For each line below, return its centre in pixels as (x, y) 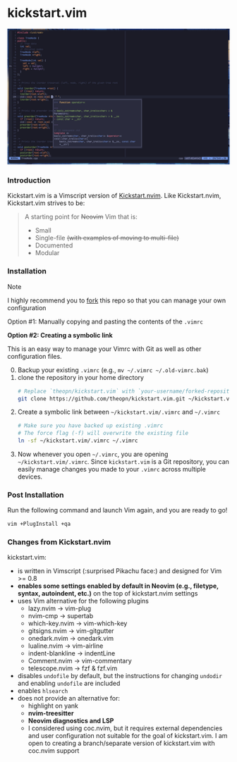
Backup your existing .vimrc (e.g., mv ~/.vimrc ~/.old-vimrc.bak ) (113, 370)
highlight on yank (53, 706)
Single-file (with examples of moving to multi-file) (107, 238)
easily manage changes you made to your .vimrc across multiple (111, 469)
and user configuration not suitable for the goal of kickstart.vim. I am (128, 736)
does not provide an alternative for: (68, 699)
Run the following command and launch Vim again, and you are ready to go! (117, 510)
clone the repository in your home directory (81, 377)
